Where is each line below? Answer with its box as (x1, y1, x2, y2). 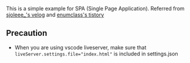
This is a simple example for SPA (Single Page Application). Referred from (6, 5, 185, 12)
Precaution (6, 28, 48, 38)
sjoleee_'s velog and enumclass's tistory (6, 11, 104, 18)
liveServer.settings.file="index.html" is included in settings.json (14, 50, 178, 57)
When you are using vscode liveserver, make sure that (14, 44, 147, 51)
